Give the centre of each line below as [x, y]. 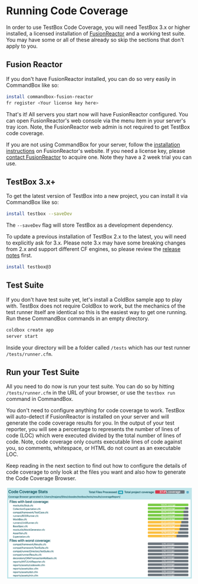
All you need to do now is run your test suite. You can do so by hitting [90, 386]
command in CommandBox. [40, 399]
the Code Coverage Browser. [41, 478]
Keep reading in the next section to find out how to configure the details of [96, 466]
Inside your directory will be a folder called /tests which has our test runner [98, 347]
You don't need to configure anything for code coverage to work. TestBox [95, 410]
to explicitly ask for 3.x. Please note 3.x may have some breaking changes [96, 243]
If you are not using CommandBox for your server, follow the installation [93, 144]
